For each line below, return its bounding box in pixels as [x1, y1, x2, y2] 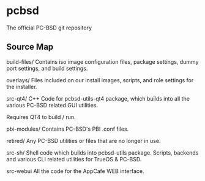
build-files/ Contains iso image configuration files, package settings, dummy [6, 58, 199, 65]
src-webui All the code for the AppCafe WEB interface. [6, 167, 144, 175]
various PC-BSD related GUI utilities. [6, 101, 98, 109]
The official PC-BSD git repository [6, 24, 92, 31]
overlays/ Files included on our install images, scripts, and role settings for [6, 76, 194, 83]
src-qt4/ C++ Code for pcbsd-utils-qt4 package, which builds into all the [6, 94, 190, 102]
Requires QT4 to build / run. [6, 113, 76, 120]
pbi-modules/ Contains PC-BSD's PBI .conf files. [6, 125, 129, 133]
